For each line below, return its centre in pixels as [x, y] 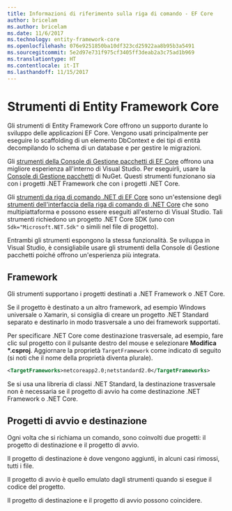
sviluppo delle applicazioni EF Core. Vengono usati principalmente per [108, 133]
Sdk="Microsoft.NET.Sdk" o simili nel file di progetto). [83, 227]
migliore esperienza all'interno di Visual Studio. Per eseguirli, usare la [107, 169]
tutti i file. [21, 466]
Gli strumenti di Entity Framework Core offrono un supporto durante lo [108, 125]
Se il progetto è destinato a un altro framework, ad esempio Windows [107, 307]
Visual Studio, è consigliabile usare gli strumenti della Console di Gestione [113, 247]
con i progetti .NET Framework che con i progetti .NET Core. [94, 184]
